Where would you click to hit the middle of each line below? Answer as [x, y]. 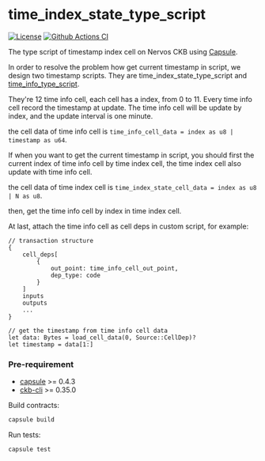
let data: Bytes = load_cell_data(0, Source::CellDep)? [102, 338]
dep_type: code [76, 275]
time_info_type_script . [44, 84]
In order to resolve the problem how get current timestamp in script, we [125, 67]
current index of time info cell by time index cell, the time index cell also [125, 163]
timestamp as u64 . [38, 139]
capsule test [30, 450]
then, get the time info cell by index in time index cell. [95, 210]
